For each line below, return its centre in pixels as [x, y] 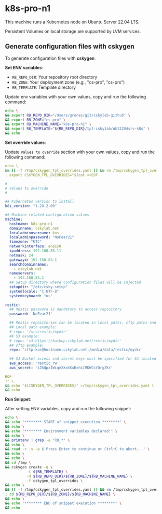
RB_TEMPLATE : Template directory [44, 87]
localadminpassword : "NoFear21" [42, 237]
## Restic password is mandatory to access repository [66, 309]
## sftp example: [27, 345]
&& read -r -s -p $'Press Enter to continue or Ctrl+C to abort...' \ [77, 449]
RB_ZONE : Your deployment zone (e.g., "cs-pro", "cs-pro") [68, 82]
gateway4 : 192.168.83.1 [33, 260]
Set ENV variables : [24, 67]
